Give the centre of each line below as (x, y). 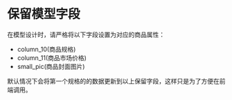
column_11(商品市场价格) (52, 58)
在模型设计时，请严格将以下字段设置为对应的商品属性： (86, 34)
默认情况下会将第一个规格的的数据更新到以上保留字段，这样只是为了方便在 (113, 81)
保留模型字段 (44, 14)
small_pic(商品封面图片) (51, 66)
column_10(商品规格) (46, 49)
